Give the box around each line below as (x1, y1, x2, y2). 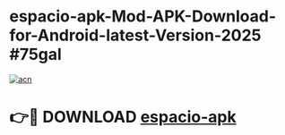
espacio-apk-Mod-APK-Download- (9, 6, 276, 27)
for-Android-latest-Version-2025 (9, 25, 262, 46)
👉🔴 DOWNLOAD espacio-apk (9, 107, 237, 127)
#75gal (9, 45, 63, 64)
